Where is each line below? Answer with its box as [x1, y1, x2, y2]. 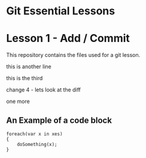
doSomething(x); [17, 141, 58, 147]
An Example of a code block [6, 115, 112, 125]
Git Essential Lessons [6, 4, 115, 18]
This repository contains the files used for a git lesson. [6, 51, 141, 59]
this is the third [6, 75, 43, 82]
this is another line [6, 63, 52, 70]
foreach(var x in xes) [6, 130, 63, 137]
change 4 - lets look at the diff [6, 86, 81, 93]
